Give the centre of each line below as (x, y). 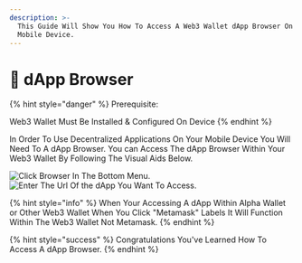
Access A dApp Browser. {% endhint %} (84, 249)
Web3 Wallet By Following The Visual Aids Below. (101, 158)
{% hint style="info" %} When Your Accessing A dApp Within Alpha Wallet (148, 203)
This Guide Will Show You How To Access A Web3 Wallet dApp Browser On (156, 26)
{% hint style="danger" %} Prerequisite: (84, 104)
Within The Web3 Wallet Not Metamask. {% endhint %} (112, 222)
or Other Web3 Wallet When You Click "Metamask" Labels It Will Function (146, 212)
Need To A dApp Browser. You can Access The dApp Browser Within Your (147, 149)
